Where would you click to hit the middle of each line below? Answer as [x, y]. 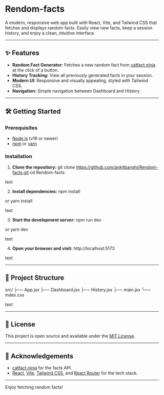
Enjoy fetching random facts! [34, 387]
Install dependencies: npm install [46, 191]
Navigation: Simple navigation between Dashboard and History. [76, 91]
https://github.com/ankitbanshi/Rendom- [117, 167]
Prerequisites [21, 128]
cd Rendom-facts [47, 172]
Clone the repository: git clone [43, 167]
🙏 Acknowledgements [39, 356]
